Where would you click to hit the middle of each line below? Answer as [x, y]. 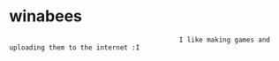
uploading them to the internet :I [75, 47]
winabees [45, 16]
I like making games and [225, 40]
